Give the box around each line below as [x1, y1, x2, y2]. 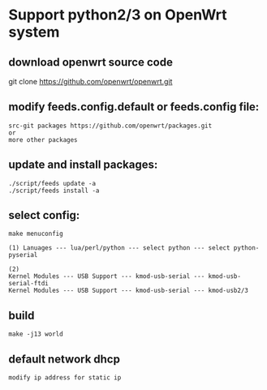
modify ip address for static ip [8, 374, 122, 382]
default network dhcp [8, 352, 120, 366]
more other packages [8, 135, 79, 144]
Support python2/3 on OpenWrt [8, 6, 227, 24]
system [8, 23, 60, 41]
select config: [8, 208, 80, 222]
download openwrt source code [8, 55, 173, 69]
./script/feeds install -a [8, 186, 100, 195]
